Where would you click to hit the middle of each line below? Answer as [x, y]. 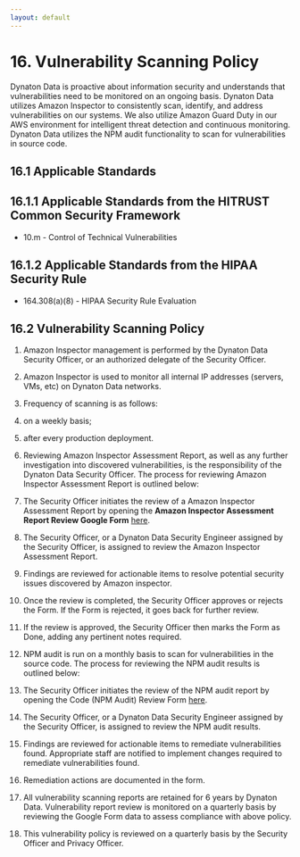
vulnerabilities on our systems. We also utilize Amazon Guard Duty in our [144, 115]
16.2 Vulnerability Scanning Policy [107, 328]
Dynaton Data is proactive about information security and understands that [148, 87]
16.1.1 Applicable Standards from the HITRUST [140, 202]
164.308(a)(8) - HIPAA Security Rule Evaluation [110, 301]
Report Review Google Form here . [87, 520]
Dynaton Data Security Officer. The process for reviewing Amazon [145, 475]
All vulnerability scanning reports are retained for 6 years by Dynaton [150, 798]
